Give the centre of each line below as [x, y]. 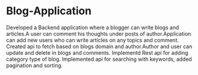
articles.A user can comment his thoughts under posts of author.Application [99, 33]
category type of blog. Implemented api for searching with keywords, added [99, 59]
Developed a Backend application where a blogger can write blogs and [92, 27]
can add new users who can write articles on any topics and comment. [92, 40]
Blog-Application [49, 11]
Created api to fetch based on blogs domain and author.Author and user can [99, 46]
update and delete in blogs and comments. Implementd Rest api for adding [97, 52]
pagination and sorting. [35, 65]
